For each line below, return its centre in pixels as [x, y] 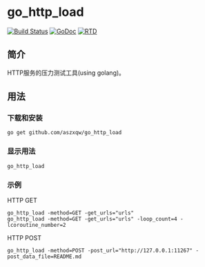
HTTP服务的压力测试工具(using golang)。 [66, 73]
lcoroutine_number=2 [37, 225]
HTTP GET [22, 201]
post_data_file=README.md [44, 257]
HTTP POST [24, 238]
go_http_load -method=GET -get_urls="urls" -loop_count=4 [92, 219]
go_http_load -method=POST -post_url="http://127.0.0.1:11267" [100, 251]
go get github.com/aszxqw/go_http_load [65, 133]
